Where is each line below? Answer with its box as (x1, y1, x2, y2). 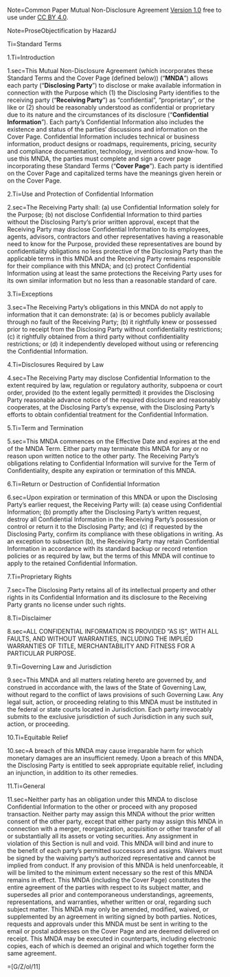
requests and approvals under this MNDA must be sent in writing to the (7, 920, 208, 928)
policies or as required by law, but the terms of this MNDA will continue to (7, 552, 215, 560)
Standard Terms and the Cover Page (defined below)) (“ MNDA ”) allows (7, 74, 209, 82)
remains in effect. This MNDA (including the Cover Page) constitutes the (7, 876, 211, 884)
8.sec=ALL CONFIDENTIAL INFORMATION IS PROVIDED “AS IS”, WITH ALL (7, 627, 219, 635)
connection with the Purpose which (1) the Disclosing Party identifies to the (7, 89, 220, 97)
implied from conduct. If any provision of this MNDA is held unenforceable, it (7, 861, 224, 869)
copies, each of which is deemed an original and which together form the (7, 942, 215, 950)
